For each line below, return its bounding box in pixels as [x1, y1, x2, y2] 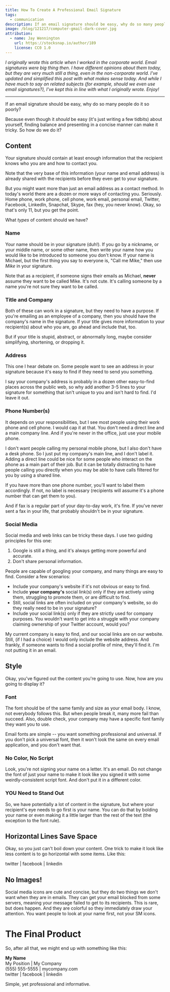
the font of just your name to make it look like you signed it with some [5, 771, 150, 778]
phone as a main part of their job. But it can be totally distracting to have [5, 461, 156, 468]
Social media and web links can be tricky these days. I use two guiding [5, 532, 153, 538]
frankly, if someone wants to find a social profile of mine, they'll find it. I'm [5, 641, 159, 648]
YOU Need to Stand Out [5, 790, 64, 797]
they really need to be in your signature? [12, 605, 97, 611]
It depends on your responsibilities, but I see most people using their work [5, 419, 160, 425]
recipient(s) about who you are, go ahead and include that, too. [5, 324, 137, 330]
